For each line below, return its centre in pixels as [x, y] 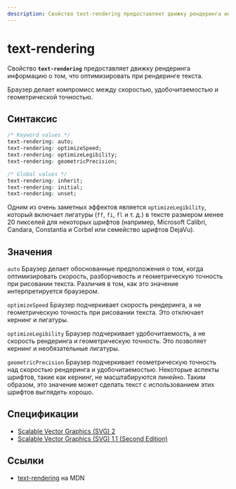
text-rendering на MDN [51, 478]
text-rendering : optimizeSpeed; [54, 149]
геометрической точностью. [50, 97]
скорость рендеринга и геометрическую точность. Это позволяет [107, 341]
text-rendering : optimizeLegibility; [63, 155]
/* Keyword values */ [39, 135]
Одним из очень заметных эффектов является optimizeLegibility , [107, 207]
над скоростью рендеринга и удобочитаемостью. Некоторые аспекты [113, 370]
